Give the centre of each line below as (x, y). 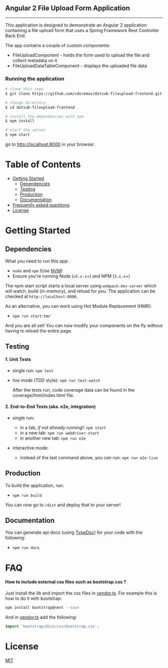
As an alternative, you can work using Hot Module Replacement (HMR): (78, 306)
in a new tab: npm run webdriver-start (59, 433)
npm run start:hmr (31, 316)
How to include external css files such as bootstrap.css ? (66, 582)
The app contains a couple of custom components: (58, 45)
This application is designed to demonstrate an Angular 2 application (76, 25)
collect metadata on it (35, 60)
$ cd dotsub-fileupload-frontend (40, 107)
